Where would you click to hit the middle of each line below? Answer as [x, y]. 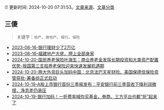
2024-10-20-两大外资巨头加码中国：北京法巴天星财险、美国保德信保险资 [85, 72]
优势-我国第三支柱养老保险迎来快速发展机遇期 [58, 66]
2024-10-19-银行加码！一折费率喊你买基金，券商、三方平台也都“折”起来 [84, 96]
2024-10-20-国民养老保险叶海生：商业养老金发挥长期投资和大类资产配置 [85, 59]
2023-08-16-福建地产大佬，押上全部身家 [53, 54]
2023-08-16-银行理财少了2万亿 [43, 47]
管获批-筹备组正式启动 [34, 78]
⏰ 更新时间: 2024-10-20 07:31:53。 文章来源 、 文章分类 [60, 7]
